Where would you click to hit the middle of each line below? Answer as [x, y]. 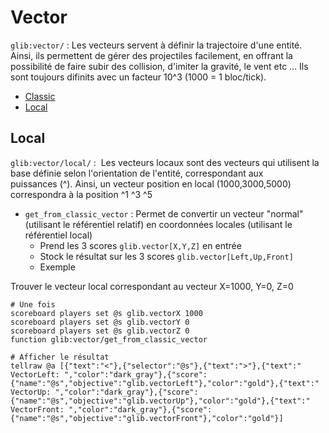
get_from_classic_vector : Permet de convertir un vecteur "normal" [164, 213]
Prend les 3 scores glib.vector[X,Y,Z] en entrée [140, 245]
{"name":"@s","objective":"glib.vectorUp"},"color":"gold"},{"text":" [160, 401]
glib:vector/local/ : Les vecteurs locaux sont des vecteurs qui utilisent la [165, 162]
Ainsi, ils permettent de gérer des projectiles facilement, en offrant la [151, 55]
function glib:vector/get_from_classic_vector [109, 339]
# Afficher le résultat [60, 357]
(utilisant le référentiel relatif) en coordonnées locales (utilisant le [158, 224]
